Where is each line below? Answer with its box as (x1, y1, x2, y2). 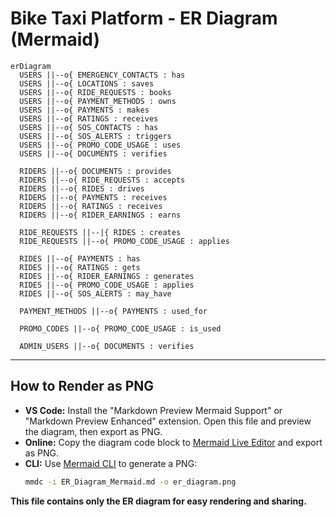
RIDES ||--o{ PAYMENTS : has (19, 253, 141, 264)
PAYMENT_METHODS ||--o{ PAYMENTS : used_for (19, 306, 208, 316)
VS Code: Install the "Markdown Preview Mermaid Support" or (24, 404, 283, 416)
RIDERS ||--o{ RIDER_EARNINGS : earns (19, 210, 182, 220)
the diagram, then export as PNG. (24, 425, 163, 437)
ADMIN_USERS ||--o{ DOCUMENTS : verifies (19, 341, 195, 351)
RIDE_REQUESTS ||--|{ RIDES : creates (19, 227, 182, 237)
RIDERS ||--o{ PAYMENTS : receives (19, 192, 168, 202)
